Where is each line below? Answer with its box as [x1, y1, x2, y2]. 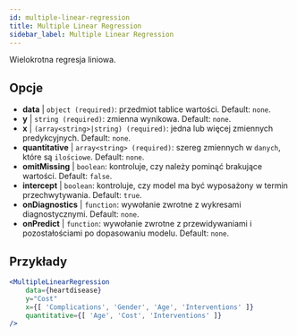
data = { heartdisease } [25, 286, 102, 295]
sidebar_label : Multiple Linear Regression [9, 30, 174, 39]
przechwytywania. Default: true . [21, 190, 142, 201]
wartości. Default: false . [21, 171, 113, 182]
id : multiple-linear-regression [9, 13, 130, 22]
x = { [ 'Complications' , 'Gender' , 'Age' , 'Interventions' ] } [25, 302, 254, 312]
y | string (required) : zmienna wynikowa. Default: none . [21, 114, 232, 125]
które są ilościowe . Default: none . [21, 151, 145, 162]
